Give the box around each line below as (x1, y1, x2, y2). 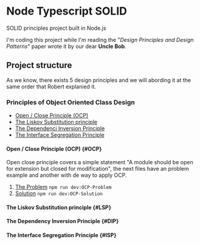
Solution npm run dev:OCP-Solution (15, 190, 103, 197)
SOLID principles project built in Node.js (6, 24, 106, 32)
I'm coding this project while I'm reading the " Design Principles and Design (6, 36, 194, 43)
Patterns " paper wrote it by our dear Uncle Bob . (6, 43, 126, 50)
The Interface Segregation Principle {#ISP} (6, 232, 117, 239)
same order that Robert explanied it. (6, 83, 96, 90)
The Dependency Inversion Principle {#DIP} (6, 218, 119, 225)
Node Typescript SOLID (6, 4, 128, 18)
